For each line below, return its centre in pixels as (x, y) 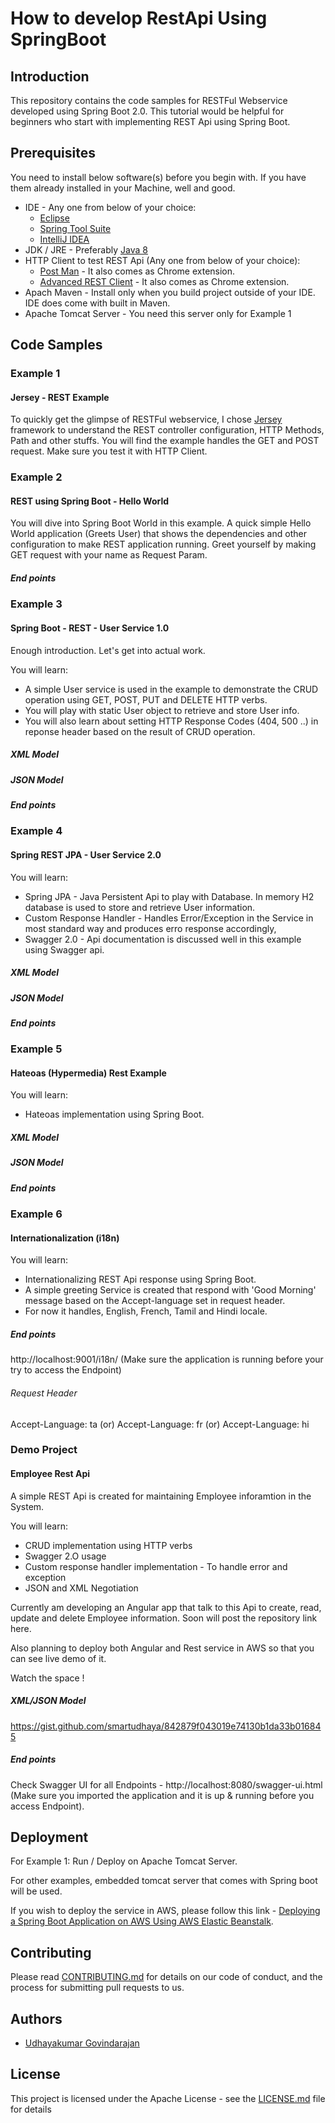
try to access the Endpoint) (66, 1370)
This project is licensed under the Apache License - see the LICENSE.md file (168, 2098)
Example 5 (36, 1049)
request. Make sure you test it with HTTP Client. (109, 451)
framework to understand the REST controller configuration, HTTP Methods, (167, 430)
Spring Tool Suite (75, 228)
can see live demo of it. (58, 1658)
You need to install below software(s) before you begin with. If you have (158, 177)
